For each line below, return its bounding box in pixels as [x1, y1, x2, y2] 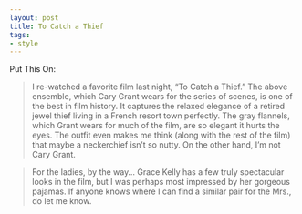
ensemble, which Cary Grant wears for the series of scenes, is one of [31, 91, 294, 102]
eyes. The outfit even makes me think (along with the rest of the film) [31, 129, 291, 141]
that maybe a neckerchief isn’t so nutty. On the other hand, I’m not [31, 139, 281, 150]
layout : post [9, 13, 59, 23]
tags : [9, 30, 30, 39]
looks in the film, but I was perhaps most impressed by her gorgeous [31, 177, 290, 188]
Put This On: [9, 64, 57, 75]
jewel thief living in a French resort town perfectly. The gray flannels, [31, 110, 290, 121]
